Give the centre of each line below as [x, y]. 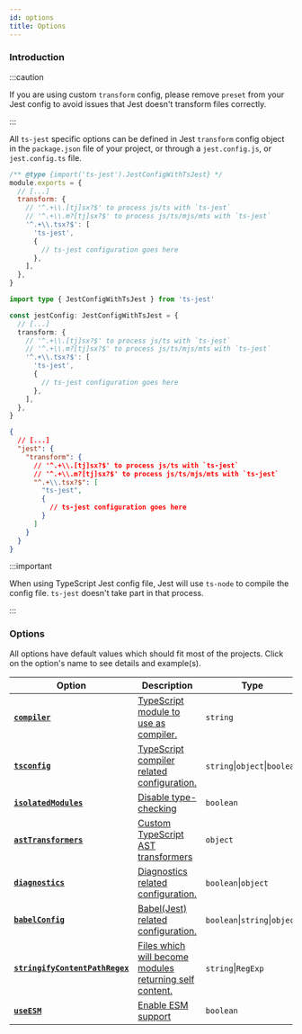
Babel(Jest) [162, 908]
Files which [162, 945]
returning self [166, 979]
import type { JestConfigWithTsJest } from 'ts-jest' [112, 299]
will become [163, 957]
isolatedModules [49, 802]
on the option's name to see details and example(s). [105, 663]
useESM [28, 1011]
